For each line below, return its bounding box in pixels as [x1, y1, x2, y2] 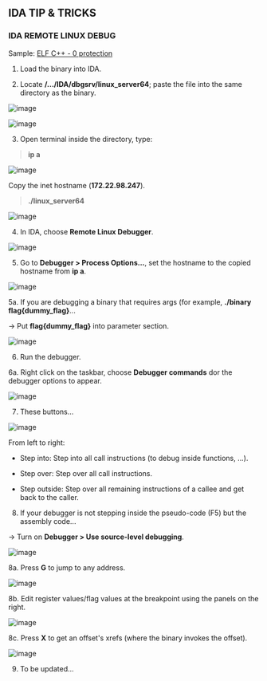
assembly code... [19, 516, 77, 526]
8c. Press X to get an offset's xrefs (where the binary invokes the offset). [8, 633, 248, 643]
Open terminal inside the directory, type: [19, 134, 153, 144]
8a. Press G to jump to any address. [8, 562, 126, 573]
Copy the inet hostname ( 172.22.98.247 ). [8, 180, 146, 190]
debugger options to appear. [8, 376, 102, 385]
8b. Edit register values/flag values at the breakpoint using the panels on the [8, 593, 259, 603]
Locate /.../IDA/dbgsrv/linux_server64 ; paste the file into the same [19, 79, 243, 89]
